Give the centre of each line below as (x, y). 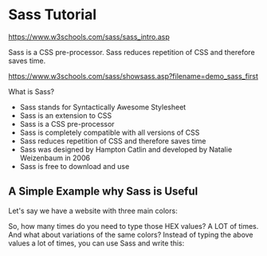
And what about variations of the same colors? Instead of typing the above (131, 234)
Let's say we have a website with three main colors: (93, 211)
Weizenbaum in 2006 (55, 158)
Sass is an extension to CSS (66, 115)
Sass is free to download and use (75, 166)
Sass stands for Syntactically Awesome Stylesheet (103, 107)
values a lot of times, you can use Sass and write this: (96, 243)
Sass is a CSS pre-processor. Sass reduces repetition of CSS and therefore (132, 52)
